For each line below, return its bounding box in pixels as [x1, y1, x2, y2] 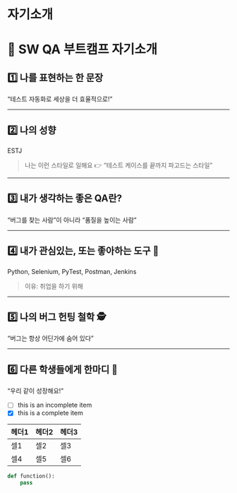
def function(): [7, 473, 55, 480]
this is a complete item [17, 409, 83, 417]
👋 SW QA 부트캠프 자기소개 [7, 42, 157, 57]
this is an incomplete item [17, 400, 92, 410]
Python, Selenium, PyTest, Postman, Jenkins [7, 267, 137, 275]
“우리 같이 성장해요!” [7, 386, 64, 396]
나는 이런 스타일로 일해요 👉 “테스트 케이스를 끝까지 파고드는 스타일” [24, 161, 213, 170]
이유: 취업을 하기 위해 [24, 282, 83, 290]
